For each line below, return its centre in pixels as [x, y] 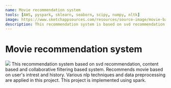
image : [12, 19]
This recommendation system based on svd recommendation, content [85, 64]
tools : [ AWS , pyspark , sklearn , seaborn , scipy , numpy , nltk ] [73, 15]
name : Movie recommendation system [43, 10]
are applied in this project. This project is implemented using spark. [76, 80]
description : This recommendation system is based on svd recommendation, [86, 24]
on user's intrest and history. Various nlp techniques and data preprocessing [85, 75]
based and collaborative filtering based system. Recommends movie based [84, 70]
